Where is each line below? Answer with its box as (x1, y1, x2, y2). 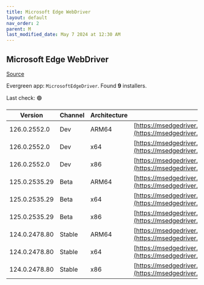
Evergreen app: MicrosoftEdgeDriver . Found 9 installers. (6, 82, 147, 89)
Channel (59, 111, 85, 119)
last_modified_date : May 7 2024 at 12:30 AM (6, 32, 121, 38)
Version (20, 111, 44, 119)
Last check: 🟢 (6, 94, 42, 101)
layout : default (6, 15, 47, 21)
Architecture (90, 111, 128, 119)
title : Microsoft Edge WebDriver (6, 9, 91, 15)
